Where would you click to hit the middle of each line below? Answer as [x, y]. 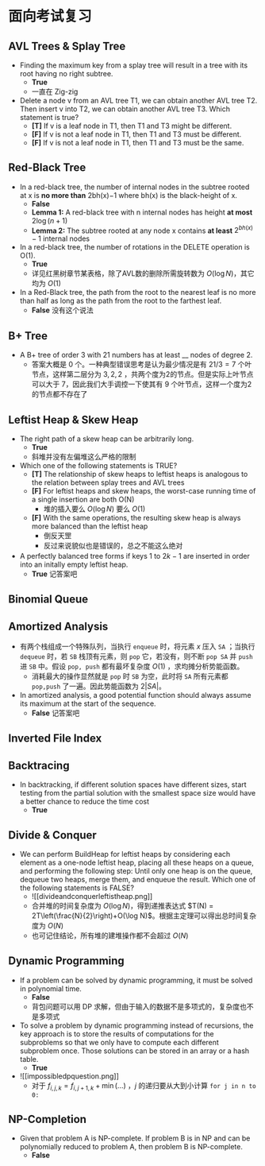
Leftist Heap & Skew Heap [73, 419]
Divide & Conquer [52, 835]
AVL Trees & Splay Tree [67, 46]
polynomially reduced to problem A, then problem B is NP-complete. [131, 1147]
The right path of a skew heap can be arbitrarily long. [107, 439]
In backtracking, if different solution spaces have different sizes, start [133, 784]
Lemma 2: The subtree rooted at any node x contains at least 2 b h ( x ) [142, 230]
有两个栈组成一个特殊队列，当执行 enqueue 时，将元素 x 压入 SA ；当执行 [137, 646]
